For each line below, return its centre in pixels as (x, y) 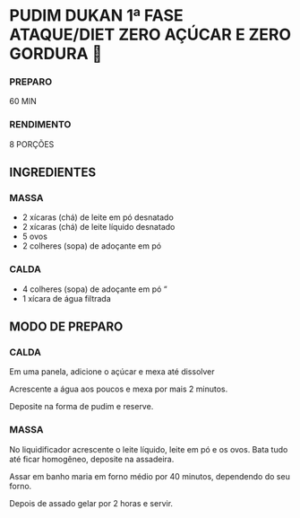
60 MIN (23, 101)
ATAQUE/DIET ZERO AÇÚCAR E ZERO (150, 35)
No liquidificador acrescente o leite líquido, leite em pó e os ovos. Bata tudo (149, 449)
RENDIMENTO (40, 125)
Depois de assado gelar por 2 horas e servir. (91, 503)
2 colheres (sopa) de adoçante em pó (92, 246)
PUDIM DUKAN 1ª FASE (96, 16)
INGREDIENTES (53, 173)
